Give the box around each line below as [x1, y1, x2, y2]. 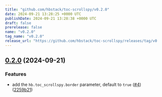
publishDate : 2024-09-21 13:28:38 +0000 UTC [5, 16, 97, 21]
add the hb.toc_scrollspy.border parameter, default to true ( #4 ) [12, 82, 142, 87]
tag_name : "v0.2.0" [5, 34, 45, 39]
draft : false [5, 20, 32, 26]
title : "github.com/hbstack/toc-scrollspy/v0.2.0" [5, 7, 110, 12]
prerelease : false [5, 25, 42, 30]
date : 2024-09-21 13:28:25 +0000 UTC [5, 12, 81, 16]
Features [5, 71, 27, 78]
